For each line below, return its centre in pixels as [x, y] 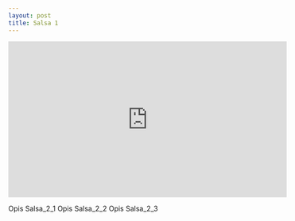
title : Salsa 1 [33, 23]
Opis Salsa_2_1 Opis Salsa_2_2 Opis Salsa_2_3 [83, 208]
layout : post [30, 15]
